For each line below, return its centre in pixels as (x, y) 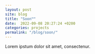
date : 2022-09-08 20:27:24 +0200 (40, 23)
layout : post (18, 10)
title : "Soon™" (21, 19)
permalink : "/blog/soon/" (31, 32)
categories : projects (27, 28)
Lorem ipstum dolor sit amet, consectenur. (48, 46)
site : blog (16, 14)
